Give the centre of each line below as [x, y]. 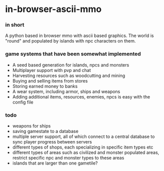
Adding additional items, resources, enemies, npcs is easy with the [81, 96]
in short [15, 25]
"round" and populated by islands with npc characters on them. [70, 41]
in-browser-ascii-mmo [53, 9]
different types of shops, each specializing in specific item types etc [83, 147]
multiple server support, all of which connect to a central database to [83, 136]
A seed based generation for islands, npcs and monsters [71, 65]
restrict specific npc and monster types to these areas [68, 158]
